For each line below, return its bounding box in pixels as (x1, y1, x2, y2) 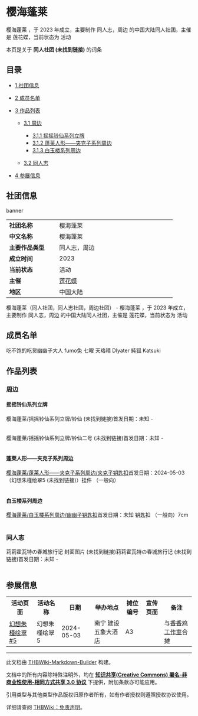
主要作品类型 (9, 243, 45, 252)
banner (6, 207, 24, 214)
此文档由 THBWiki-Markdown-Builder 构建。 (6, 659, 114, 666)
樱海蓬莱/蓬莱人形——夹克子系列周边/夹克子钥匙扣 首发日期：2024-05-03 (6, 469, 185, 476)
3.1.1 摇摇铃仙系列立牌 (32, 132, 85, 139)
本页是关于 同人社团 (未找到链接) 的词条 (6, 45, 102, 53)
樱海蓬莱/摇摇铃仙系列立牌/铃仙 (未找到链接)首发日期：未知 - (6, 415, 153, 422)
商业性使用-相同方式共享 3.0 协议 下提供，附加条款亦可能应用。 (6, 679, 160, 686)
